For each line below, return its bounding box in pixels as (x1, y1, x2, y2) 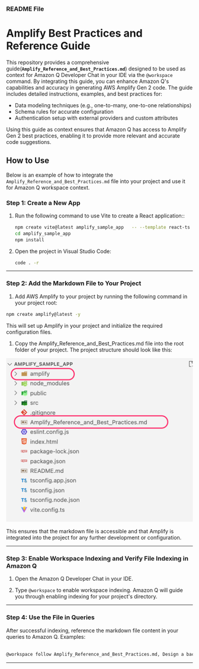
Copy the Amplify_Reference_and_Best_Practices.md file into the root (14, 340, 184, 347)
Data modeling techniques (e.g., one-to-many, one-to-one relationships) (14, 101, 192, 108)
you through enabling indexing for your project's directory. (14, 593, 158, 600)
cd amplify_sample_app (14, 231, 71, 236)
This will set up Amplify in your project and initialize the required (6, 322, 163, 329)
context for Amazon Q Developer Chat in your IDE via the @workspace (6, 71, 173, 78)
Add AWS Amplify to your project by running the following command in (14, 293, 188, 300)
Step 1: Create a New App (6, 199, 81, 207)
